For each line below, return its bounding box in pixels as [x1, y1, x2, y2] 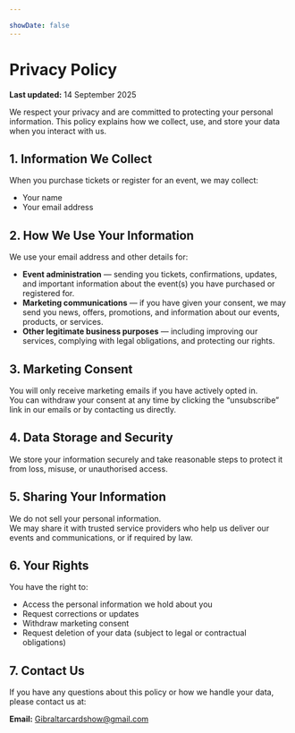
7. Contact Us [9, 663, 85, 678]
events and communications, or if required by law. [9, 532, 194, 542]
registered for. [21, 288, 75, 299]
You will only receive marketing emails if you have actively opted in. [9, 386, 258, 396]
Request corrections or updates [21, 609, 139, 619]
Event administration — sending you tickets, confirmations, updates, [21, 269, 277, 280]
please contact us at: [9, 696, 87, 707]
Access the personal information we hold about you [21, 599, 213, 609]
